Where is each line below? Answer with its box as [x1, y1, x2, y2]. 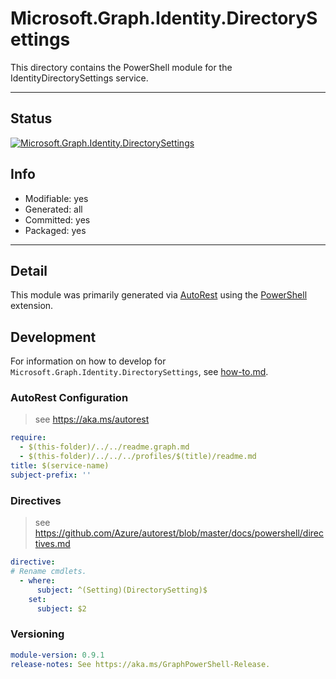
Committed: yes [24, 213, 91, 226]
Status [10, 110, 53, 127]
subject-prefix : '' [10, 470, 92, 480]
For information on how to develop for [10, 355, 167, 367]
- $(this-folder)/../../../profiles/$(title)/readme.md [19, 452, 257, 462]
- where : [19, 575, 56, 586]
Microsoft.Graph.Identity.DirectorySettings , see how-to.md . [10, 366, 269, 378]
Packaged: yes [24, 224, 87, 236]
